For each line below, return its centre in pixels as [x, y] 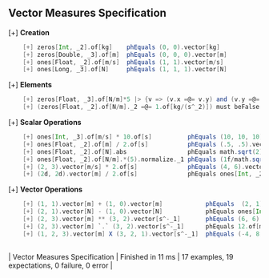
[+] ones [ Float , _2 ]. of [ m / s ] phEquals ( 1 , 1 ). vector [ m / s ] [123, 62]
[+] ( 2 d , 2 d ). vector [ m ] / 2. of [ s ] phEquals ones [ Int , [138, 174]
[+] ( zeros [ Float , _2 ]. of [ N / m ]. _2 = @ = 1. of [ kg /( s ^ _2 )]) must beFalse [141, 107]
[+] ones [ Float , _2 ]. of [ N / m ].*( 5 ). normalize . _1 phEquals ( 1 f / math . [138, 159]
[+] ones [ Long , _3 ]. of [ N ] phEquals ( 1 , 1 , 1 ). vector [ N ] [125, 70]
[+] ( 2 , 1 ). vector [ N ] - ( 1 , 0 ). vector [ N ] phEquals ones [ [139, 212]
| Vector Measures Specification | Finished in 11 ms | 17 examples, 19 [121, 256]
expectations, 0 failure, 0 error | [61, 265]
